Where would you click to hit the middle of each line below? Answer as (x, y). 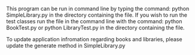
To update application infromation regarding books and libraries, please (94, 39)
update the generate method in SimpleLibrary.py (66, 45)
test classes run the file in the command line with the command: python (94, 21)
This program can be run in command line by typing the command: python (98, 9)
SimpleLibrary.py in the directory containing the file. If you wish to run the (97, 15)
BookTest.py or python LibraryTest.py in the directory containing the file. (95, 27)
